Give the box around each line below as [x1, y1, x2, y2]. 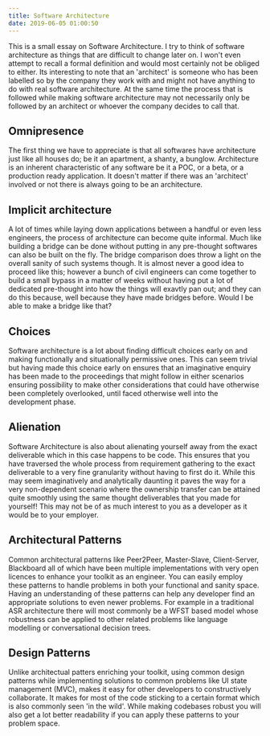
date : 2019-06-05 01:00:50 [8, 19, 99, 27]
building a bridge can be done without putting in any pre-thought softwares [8, 242, 258, 251]
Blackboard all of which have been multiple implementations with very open [8, 563, 259, 573]
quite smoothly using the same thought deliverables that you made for [8, 493, 241, 502]
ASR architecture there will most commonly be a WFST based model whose [8, 606, 259, 615]
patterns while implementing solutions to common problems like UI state [8, 676, 247, 685]
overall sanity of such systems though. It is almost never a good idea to [8, 259, 244, 268]
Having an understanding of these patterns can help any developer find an [8, 588, 256, 599]
